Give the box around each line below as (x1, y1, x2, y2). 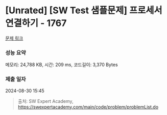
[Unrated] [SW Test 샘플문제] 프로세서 (5, 5, 162, 16)
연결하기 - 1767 (5, 17, 67, 29)
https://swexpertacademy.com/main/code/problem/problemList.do (17, 104, 159, 110)
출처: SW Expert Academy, (17, 98, 74, 104)
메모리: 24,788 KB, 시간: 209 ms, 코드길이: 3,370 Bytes (5, 62, 118, 68)
